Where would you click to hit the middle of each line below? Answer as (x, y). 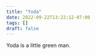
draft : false (23, 28)
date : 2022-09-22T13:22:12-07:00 (48, 17)
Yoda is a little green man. (38, 45)
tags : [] (17, 23)
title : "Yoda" (24, 12)
